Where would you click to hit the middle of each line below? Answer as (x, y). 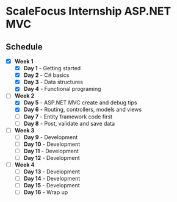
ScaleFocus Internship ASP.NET (88, 11)
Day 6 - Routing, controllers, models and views (83, 110)
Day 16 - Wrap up (46, 192)
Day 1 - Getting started (52, 68)
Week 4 (24, 164)
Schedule (24, 47)
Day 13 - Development (52, 171)
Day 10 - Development (52, 144)
